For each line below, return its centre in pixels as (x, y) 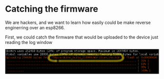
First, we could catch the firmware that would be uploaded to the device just (82, 37)
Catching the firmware (52, 9)
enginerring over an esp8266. (35, 27)
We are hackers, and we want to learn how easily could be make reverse (78, 22)
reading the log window (29, 42)
